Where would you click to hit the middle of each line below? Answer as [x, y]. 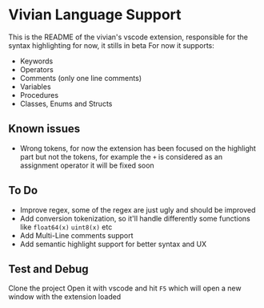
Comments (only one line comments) [81, 78]
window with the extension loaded [65, 297]
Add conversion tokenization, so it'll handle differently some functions [135, 218]
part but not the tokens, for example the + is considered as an [121, 156]
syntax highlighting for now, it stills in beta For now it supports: [111, 45]
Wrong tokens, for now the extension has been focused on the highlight [138, 148]
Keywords [36, 61]
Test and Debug [49, 269]
